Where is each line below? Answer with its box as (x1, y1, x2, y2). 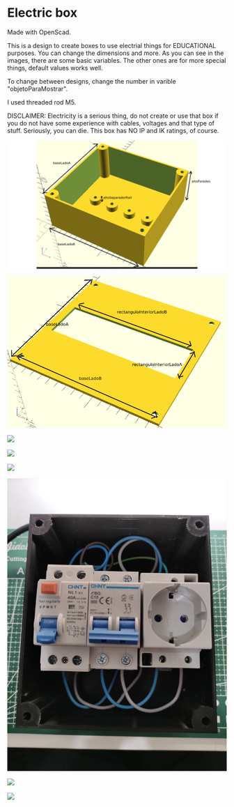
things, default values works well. (7, 63, 103, 72)
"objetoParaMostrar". (7, 84, 68, 93)
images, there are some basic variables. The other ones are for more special (7, 56, 226, 64)
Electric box (7, 5, 78, 21)
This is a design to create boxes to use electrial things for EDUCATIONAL (7, 41, 217, 49)
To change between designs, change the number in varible (7, 77, 176, 85)
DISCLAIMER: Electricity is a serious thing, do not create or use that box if (7, 112, 219, 120)
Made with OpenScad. (7, 28, 72, 36)
